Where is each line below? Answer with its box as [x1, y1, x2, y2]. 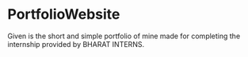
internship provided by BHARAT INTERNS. [7, 39, 144, 48]
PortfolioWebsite [7, 5, 120, 23]
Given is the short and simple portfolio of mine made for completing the [7, 31, 241, 41]
